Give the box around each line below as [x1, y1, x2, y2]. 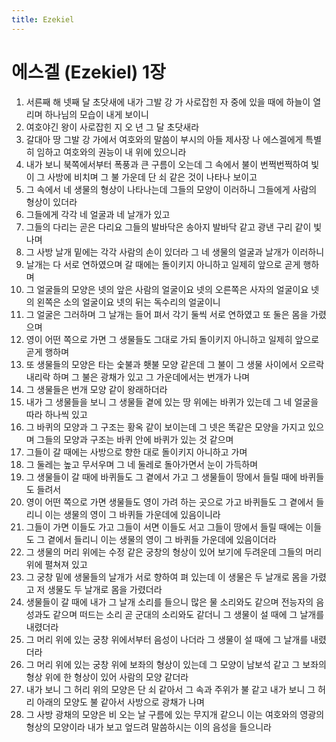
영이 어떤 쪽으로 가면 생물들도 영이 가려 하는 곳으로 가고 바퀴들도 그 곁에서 [25, 496, 314, 508]
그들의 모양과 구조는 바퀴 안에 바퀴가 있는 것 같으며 [36, 433, 234, 445]
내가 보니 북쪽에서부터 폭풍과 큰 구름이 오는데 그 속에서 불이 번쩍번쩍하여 [25, 158, 309, 170]
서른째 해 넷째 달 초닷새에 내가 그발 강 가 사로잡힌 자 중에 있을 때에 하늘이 [25, 96, 311, 108]
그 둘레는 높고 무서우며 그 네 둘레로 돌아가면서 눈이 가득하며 [25, 458, 259, 470]
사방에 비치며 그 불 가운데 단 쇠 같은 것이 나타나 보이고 [47, 171, 258, 183]
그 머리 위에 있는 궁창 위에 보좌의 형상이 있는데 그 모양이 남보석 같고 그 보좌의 [25, 658, 327, 670]
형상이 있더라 [25, 196, 78, 208]
